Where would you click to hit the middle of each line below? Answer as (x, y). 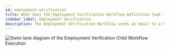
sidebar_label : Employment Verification (48, 19)
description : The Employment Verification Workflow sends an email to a (83, 24)
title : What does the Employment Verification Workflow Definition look (83, 14)
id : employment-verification (36, 10)
